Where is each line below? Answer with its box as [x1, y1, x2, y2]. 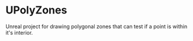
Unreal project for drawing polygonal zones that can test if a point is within [5, 23, 188, 30]
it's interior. [5, 29, 33, 36]
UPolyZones [5, 4, 67, 17]
